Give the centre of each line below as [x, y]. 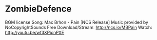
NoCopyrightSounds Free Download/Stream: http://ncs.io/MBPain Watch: [78, 27]
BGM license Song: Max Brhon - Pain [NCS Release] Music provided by [77, 22]
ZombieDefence [38, 9]
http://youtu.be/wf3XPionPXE [35, 32]
